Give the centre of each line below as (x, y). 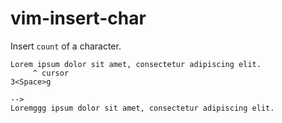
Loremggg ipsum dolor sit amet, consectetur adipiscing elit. (142, 108)
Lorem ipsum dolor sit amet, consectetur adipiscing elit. (136, 64)
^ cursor (51, 73)
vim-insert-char (78, 18)
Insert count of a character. (66, 46)
